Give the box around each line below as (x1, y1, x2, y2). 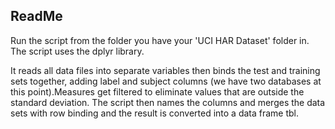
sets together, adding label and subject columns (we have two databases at (10, 75, 322, 87)
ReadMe (10, 8, 63, 25)
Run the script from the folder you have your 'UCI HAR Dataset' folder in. (10, 34, 310, 46)
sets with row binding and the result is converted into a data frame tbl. (10, 107, 300, 119)
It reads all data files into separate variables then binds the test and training (10, 64, 321, 76)
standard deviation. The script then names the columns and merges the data (10, 96, 326, 108)
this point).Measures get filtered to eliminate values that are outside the (10, 85, 305, 98)
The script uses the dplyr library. (10, 45, 145, 57)
